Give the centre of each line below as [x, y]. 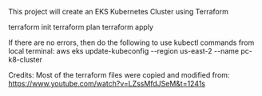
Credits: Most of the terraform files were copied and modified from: [119, 75]
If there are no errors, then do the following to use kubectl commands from [131, 42]
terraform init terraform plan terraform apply [81, 27]
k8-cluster [25, 60]
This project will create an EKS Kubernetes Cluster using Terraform [119, 12]
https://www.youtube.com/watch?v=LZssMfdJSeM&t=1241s [107, 84]
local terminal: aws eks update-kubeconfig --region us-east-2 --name [124, 51]
